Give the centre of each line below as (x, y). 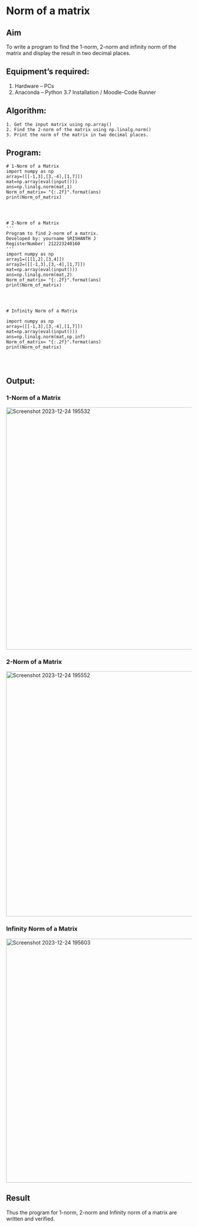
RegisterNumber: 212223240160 (43, 244)
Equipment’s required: (48, 72)
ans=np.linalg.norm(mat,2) (39, 275)
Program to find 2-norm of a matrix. (52, 234)
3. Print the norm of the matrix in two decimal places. (77, 135)
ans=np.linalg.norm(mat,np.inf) (46, 337)
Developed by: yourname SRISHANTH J (51, 239)
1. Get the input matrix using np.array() (59, 124)
